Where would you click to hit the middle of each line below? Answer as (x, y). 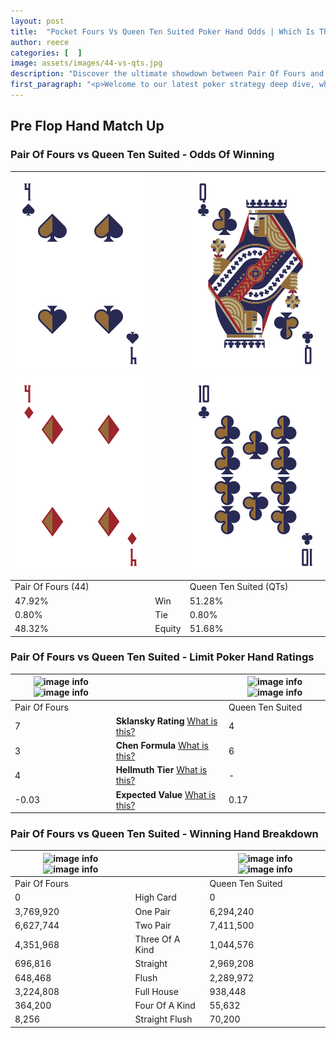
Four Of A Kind (165, 1006)
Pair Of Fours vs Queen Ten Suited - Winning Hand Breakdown (164, 834)
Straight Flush (163, 1019)
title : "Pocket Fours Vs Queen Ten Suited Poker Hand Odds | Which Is (162, 31)
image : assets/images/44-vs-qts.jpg (86, 63)
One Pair (152, 911)
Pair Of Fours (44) (52, 587)
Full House (156, 991)
